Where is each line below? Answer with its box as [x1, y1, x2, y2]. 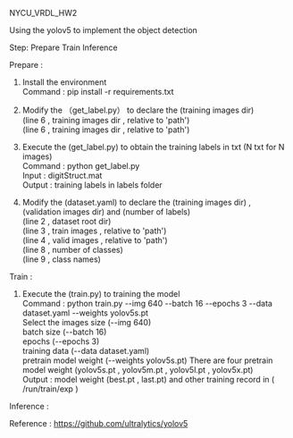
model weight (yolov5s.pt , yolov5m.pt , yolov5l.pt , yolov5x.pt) [21, 365, 254, 375]
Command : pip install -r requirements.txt [21, 87, 174, 97]
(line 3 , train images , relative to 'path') [21, 225, 167, 236]
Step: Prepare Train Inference [9, 42, 118, 53]
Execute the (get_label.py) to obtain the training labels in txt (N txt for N [21, 142, 285, 152]
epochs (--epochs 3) [21, 336, 100, 347]
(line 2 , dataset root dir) [21, 216, 112, 226]
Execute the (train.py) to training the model [21, 289, 180, 299]
